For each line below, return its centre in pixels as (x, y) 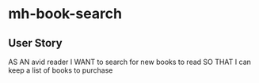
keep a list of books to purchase (61, 70)
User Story (35, 43)
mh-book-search (65, 14)
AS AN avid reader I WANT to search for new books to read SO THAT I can (130, 62)
